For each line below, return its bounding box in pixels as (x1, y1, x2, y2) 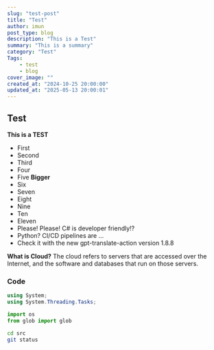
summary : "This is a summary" (7, 42, 94, 49)
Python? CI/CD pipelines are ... (16, 231, 104, 239)
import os (7, 311, 36, 318)
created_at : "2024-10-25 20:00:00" (7, 80, 109, 87)
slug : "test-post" (7, 10, 60, 17)
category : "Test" (7, 49, 57, 56)
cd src (7, 329, 26, 337)
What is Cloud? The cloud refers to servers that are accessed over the (7, 252, 207, 260)
